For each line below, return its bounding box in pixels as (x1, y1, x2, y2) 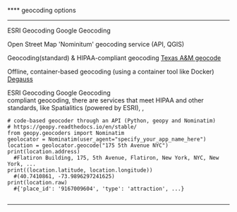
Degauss (7, 75, 33, 83)
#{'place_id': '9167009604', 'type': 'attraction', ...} (13, 185, 185, 192)
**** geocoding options (7, 6, 76, 14)
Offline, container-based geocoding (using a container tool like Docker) (7, 67, 214, 76)
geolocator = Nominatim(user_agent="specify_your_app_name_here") (7, 136, 207, 143)
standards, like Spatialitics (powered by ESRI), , (7, 104, 145, 112)
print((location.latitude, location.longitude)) (7, 167, 153, 174)
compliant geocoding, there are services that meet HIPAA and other (7, 96, 205, 105)
